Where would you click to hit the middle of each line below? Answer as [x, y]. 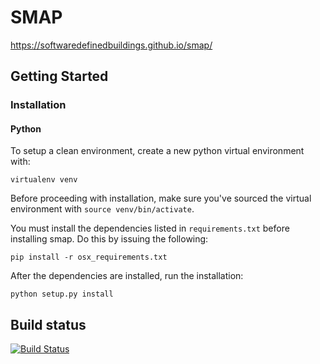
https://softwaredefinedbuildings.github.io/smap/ [111, 45]
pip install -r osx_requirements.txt [89, 257]
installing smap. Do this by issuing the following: [109, 239]
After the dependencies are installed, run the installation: [127, 276]
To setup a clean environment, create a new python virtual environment [157, 151]
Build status [48, 324]
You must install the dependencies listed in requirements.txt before [150, 228]
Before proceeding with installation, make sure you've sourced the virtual [161, 198]
